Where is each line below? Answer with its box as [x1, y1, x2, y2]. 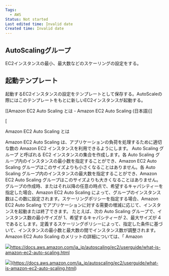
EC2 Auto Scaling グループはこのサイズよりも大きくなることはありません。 [5, 177, 161, 183]
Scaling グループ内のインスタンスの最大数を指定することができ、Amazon [5, 170, 157, 176]
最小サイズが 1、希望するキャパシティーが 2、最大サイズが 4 [36, 215, 161, 221]
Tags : [5, 7, 17, 13]
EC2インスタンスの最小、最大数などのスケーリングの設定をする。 [5, 60, 142, 66]
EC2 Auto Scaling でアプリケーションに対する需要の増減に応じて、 [5, 202, 144, 208]
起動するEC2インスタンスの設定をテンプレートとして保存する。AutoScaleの [5, 91, 162, 97]
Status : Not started [5, 17, 49, 22]
